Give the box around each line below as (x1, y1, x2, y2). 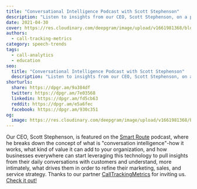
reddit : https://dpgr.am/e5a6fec (11, 101, 93, 107)
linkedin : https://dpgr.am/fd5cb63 (11, 95, 98, 101)
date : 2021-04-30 (6, 19, 49, 25)
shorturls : (6, 80, 33, 85)
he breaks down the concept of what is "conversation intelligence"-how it (6, 140, 184, 147)
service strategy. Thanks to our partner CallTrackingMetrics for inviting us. (6, 171, 186, 178)
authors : (6, 30, 28, 36)
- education (11, 57, 41, 63)
